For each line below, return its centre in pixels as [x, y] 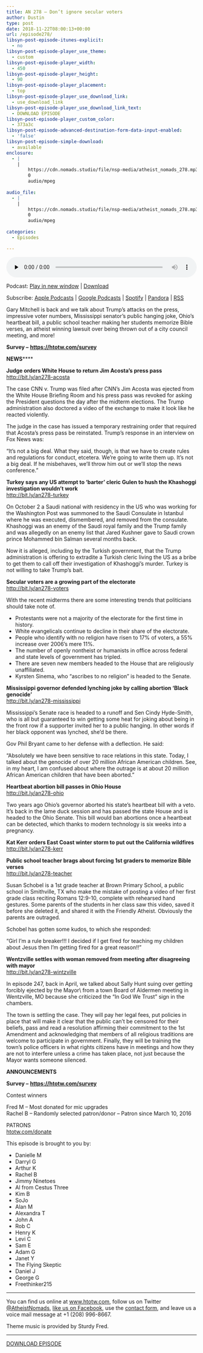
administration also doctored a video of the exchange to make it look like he [100, 408]
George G [27, 1277]
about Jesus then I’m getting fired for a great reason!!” [74, 947]
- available [27, 147]
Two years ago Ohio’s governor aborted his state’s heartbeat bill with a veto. [101, 805]
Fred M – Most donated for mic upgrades [57, 1107]
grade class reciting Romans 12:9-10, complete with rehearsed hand [91, 898]
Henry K [25, 1232]
